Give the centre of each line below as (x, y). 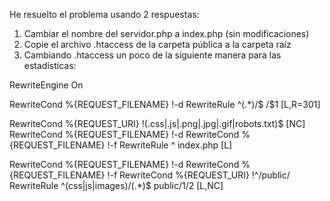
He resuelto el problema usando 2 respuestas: (104, 14)
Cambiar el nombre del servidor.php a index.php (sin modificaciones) (166, 33)
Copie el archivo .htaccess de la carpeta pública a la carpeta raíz (157, 44)
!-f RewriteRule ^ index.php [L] (170, 145)
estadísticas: (50, 65)
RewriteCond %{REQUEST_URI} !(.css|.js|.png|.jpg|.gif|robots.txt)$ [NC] (157, 123)
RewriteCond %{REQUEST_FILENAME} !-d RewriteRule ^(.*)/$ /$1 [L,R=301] (165, 104)
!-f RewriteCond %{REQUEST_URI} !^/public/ (199, 175)
